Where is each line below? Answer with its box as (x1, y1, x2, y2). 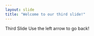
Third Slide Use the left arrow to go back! (5, 25, 90, 31)
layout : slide (5, 7, 35, 12)
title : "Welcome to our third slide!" (5, 12, 86, 17)
